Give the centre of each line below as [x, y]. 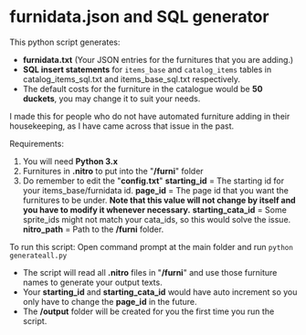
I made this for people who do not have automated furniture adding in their [150, 116]
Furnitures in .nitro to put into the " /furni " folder [113, 171]
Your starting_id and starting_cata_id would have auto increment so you [160, 292]
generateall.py [38, 256]
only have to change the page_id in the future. [110, 301]
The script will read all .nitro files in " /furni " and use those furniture [150, 272]
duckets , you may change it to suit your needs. [111, 99]
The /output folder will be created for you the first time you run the [148, 311]
